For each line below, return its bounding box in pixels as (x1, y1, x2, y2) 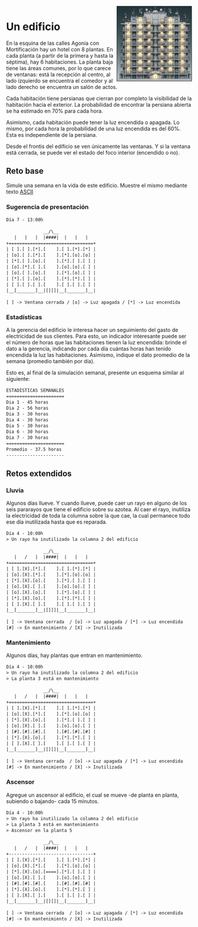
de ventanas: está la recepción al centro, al (6, 71, 111, 78)
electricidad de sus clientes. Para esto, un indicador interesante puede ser (6, 333, 187, 340)
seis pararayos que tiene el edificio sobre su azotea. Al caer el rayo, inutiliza (6, 506, 191, 513)
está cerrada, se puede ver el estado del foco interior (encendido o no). (6, 149, 180, 156)
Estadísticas (6, 313, 42, 321)
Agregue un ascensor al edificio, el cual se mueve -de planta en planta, (6, 791, 179, 798)
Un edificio (6, 20, 61, 34)
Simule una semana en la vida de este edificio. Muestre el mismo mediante (6, 182, 187, 189)
